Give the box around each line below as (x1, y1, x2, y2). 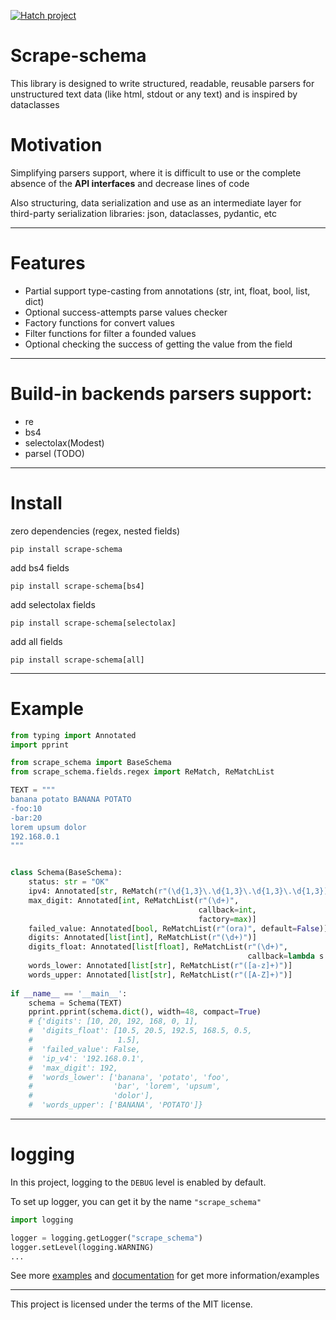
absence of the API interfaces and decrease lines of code (10, 177, 250, 189)
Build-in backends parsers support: (10, 383, 313, 405)
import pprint (10, 740, 70, 750)
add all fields (10, 635, 63, 647)
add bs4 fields (10, 561, 70, 574)
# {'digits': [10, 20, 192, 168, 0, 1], (28, 1016, 199, 1027)
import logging (10, 1215, 74, 1225)
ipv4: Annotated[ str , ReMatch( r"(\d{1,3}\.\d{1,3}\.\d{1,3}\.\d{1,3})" (28, 886, 333, 896)
